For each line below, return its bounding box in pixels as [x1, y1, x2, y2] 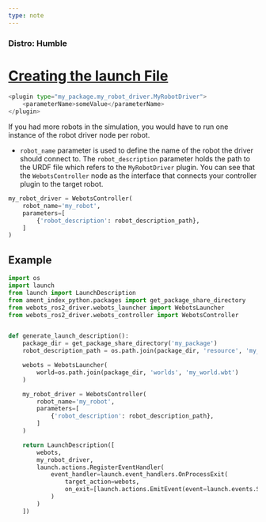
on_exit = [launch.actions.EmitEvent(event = [64, 486, 207, 494]
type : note [8, 11, 44, 20]
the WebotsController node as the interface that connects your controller [19, 171, 257, 180]
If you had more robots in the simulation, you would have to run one [8, 122, 229, 131]
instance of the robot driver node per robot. [8, 130, 150, 140]
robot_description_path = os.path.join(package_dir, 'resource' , [22, 347, 243, 355]
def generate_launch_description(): [8, 332, 129, 340]
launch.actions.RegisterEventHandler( [36, 463, 165, 471]
